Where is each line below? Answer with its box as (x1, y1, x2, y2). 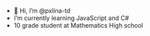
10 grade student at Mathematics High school (13, 21, 144, 29)
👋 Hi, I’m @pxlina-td (13, 7, 71, 15)
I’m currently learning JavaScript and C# (13, 14, 129, 22)
